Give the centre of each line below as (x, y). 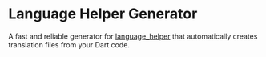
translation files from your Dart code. (69, 44)
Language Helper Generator (103, 14)
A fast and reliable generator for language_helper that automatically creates (133, 36)
